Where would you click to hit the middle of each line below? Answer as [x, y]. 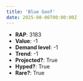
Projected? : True [36, 60]
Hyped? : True [32, 66]
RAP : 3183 [28, 34]
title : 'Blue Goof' [31, 12]
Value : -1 [26, 41]
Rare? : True [30, 73]
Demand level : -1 [37, 47]
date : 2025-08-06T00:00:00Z [42, 17]
